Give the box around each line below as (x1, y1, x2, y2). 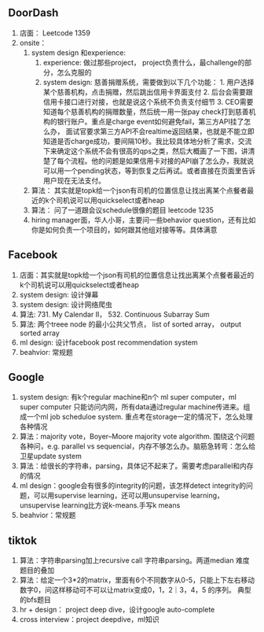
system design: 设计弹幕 (19, 290, 99, 299)
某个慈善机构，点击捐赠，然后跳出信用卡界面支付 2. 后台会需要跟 (42, 87, 253, 97)
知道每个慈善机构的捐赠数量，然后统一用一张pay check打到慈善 (42, 106, 249, 116)
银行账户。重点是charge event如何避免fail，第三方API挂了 (57, 116, 244, 126)
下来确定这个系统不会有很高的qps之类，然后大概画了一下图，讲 (42, 146, 248, 156)
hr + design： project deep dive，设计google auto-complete (19, 605, 215, 615)
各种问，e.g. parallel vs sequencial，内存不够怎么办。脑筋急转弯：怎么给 (19, 442, 256, 451)
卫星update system (19, 452, 82, 461)
